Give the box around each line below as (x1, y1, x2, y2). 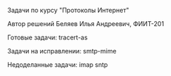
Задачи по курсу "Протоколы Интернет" (7, 6, 129, 14)
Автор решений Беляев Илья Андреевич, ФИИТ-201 (7, 20, 165, 27)
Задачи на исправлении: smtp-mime (7, 47, 117, 55)
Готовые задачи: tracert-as (7, 33, 88, 42)
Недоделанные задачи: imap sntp (7, 61, 108, 69)
